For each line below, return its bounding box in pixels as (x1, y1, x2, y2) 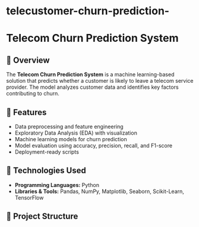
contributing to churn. (6, 90, 59, 97)
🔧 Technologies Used (6, 166, 86, 176)
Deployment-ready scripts (14, 148, 79, 156)
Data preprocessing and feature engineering (14, 123, 124, 130)
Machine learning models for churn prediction (14, 136, 127, 142)
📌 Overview (6, 55, 50, 65)
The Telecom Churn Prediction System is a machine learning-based (6, 71, 175, 78)
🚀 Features (6, 107, 47, 117)
